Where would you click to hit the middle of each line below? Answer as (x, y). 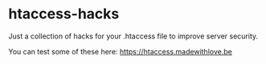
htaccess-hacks (64, 14)
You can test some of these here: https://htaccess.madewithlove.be (121, 51)
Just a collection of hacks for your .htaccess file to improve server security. (133, 36)
